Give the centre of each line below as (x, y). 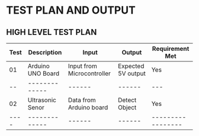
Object (127, 107)
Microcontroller (89, 73)
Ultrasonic (42, 100)
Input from (83, 66)
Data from (82, 100)
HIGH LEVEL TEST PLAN (52, 32)
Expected (131, 66)
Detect (127, 100)
